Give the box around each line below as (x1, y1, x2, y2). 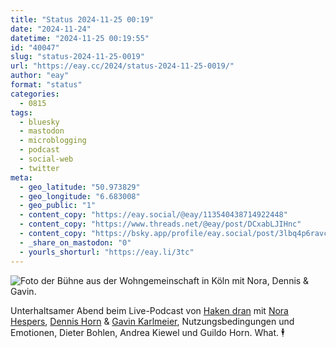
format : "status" (10, 80, 83, 90)
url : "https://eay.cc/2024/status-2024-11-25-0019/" (10, 61, 235, 71)
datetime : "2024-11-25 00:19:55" (10, 33, 150, 43)
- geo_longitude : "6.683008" (19, 191, 141, 201)
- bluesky (19, 117, 60, 127)
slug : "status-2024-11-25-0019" (10, 52, 145, 62)
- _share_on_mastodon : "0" (19, 237, 132, 248)
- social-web (19, 154, 74, 164)
